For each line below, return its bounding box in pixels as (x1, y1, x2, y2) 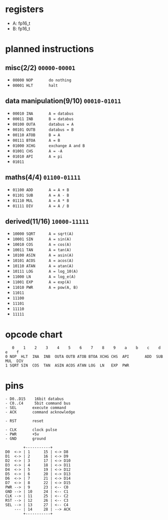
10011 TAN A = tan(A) (12, 247, 71, 253)
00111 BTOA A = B (12, 138, 60, 143)
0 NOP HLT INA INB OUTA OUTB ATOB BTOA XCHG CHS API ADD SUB (5, 354, 163, 359)
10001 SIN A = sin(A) (12, 237, 71, 242)
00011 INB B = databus (12, 116, 74, 122)
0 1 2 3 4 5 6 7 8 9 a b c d (12, 345, 161, 350)
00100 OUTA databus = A (12, 122, 74, 127)
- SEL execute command (5, 405, 66, 410)
